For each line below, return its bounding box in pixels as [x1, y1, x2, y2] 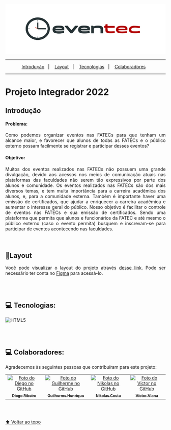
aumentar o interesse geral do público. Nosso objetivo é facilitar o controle [5, 204, 166, 210]
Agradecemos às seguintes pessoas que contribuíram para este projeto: [5, 364, 157, 370]
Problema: [5, 121, 28, 127]
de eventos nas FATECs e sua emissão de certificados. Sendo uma [5, 209, 166, 216]
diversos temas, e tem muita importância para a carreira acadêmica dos [5, 187, 166, 194]
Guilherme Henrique [47, 393, 84, 398]
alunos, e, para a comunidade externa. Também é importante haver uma [5, 193, 166, 199]
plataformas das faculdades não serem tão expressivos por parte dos [5, 177, 166, 183]
